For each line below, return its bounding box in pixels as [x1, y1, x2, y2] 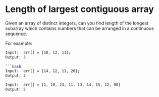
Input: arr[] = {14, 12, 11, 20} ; [5, 68, 80, 73]
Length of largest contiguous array [5, 3, 154, 15]
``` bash [5, 64, 22, 69]
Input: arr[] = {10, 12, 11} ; [5, 50, 71, 55]
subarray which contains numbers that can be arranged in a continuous [5, 25, 154, 31]
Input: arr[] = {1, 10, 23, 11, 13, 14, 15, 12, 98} [5, 82, 121, 87]
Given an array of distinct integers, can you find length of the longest [5, 20, 149, 26]
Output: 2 [5, 73, 26, 78]
